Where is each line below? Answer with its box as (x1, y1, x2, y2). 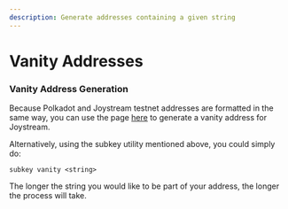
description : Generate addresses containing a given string (9, 12, 237, 22)
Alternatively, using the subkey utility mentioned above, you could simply (9, 139, 276, 150)
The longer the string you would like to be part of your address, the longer (9, 181, 280, 191)
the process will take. (9, 190, 87, 201)
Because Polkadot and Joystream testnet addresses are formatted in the (9, 103, 274, 113)
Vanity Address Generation (9, 82, 128, 95)
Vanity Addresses (9, 50, 144, 71)
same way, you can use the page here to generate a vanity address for (9, 112, 268, 123)
